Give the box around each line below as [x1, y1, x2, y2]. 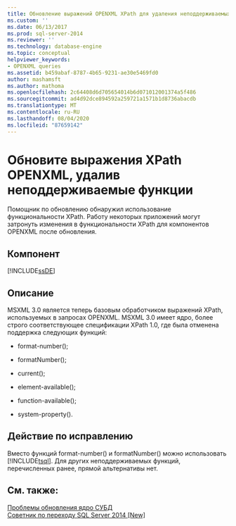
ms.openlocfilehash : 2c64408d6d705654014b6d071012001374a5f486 [7, 89, 197, 96]
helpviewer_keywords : [7, 56, 71, 63]
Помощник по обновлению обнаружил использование [7, 205, 172, 213]
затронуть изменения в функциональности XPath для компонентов [7, 220, 209, 229]
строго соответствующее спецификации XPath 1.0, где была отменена [7, 321, 219, 330]
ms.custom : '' [7, 17, 49, 24]
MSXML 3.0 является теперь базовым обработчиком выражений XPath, [7, 306, 223, 314]
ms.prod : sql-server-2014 [7, 30, 83, 37]
